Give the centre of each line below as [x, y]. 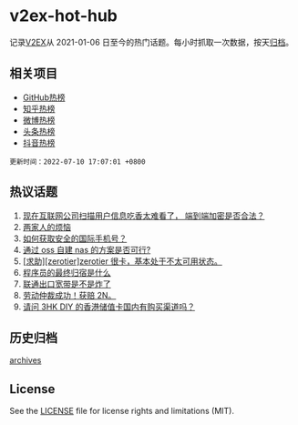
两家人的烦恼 [46, 227]
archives [26, 360]
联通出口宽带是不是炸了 [67, 284]
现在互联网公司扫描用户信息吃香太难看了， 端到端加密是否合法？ [144, 216]
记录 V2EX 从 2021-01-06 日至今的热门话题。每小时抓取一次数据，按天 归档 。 [152, 42]
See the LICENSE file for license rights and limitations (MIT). [122, 411]
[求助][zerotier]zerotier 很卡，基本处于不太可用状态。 [123, 261]
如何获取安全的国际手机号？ [75, 238]
